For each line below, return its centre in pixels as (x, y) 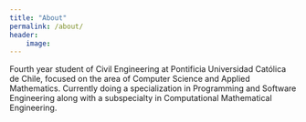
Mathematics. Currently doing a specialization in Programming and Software (153, 88)
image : (38, 43)
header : (24, 35)
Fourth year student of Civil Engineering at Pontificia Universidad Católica (148, 69)
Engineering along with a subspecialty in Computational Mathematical (141, 98)
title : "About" (38, 18)
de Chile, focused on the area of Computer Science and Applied (130, 79)
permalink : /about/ (47, 26)
